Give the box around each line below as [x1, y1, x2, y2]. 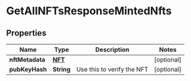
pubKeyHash [9, 66, 47, 73]
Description [95, 46, 130, 54]
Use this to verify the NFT [76, 66, 148, 73]
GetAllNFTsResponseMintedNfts [6, 4, 172, 18]
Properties [6, 28, 47, 38]
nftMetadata [9, 55, 46, 64]
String [53, 66, 71, 73]
